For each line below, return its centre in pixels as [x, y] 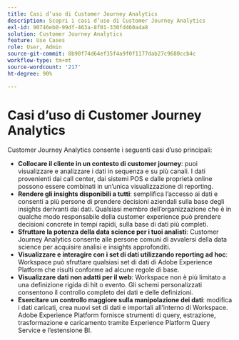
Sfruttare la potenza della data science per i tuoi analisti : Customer [118, 232]
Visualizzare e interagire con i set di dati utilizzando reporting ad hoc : [123, 254]
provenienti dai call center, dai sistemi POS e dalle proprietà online [115, 179]
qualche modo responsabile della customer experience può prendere [119, 217]
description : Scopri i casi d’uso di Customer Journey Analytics [106, 21]
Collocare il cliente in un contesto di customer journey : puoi [108, 164]
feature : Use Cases [36, 41]
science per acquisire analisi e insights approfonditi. [94, 247]
